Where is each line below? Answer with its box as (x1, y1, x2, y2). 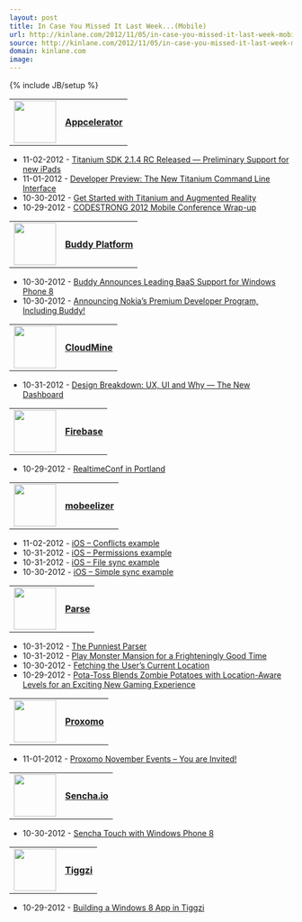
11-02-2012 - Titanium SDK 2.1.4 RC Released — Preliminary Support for (22, 154, 289, 165)
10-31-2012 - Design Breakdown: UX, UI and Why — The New (22, 379, 251, 390)
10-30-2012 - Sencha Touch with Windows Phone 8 (22, 828, 214, 838)
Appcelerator (65, 115, 123, 128)
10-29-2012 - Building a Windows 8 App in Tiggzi (22, 902, 205, 913)
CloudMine (65, 341, 113, 353)
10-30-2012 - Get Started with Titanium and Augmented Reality (22, 193, 257, 203)
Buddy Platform (65, 238, 134, 251)
